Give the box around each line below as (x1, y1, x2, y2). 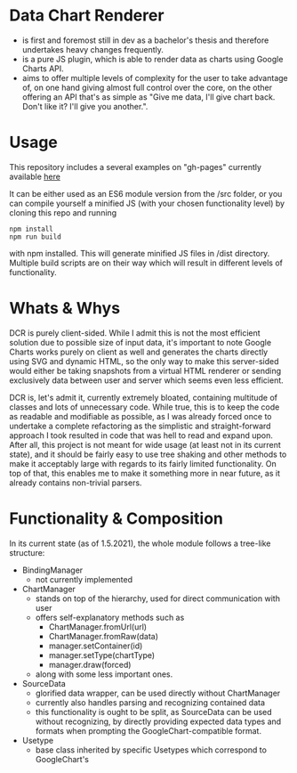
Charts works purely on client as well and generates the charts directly (9, 346, 269, 357)
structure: (9, 547, 45, 557)
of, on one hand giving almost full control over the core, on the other (21, 82, 273, 93)
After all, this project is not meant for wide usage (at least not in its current (9, 439, 282, 450)
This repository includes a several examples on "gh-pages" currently (9, 161, 262, 172)
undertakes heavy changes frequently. (21, 44, 165, 54)
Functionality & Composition (9, 509, 224, 528)
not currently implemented (35, 574, 133, 584)
